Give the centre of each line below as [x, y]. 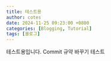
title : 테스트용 [24, 12]
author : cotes [24, 17]
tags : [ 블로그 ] [23, 34]
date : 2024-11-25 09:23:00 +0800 [48, 23]
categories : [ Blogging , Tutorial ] [49, 28]
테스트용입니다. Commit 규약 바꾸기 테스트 [56, 52]
